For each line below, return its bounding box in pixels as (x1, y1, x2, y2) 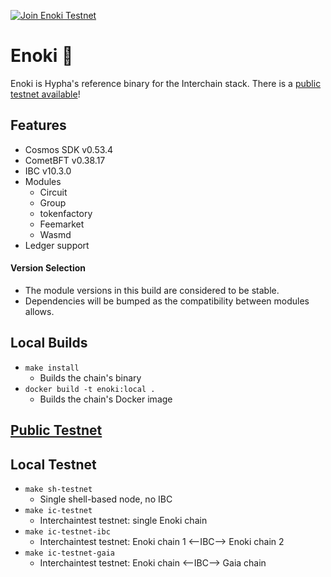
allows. (24, 305, 55, 317)
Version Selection (10, 262, 86, 274)
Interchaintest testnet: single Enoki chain (39, 514, 208, 526)
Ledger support (24, 239, 90, 251)
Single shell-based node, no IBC (39, 493, 173, 505)
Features (10, 117, 67, 134)
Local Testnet (10, 456, 97, 473)
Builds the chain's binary (39, 371, 142, 384)
